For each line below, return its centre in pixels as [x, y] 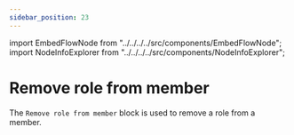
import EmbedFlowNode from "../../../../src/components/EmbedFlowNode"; [146, 43]
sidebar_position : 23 [49, 17]
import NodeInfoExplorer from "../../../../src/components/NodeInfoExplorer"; [147, 52]
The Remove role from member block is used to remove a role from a [132, 113]
